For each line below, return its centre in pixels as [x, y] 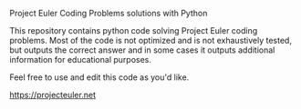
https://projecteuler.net [52, 95]
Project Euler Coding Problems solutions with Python [109, 13]
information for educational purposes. [81, 59]
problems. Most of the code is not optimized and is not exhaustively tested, [150, 40]
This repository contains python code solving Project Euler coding [134, 30]
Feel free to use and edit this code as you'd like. [99, 77]
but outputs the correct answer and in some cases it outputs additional [142, 50]
